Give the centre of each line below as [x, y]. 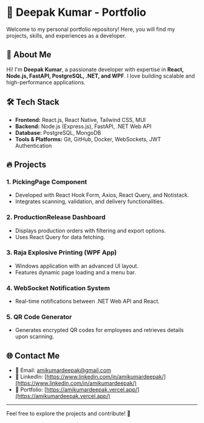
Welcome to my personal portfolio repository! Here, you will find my [91, 29]
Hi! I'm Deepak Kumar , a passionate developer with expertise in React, [95, 69]
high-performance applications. [46, 82]
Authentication [33, 146]
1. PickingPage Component [47, 181]
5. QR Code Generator [39, 317]
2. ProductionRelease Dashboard [56, 217]
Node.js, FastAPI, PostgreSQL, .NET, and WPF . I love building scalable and [101, 76]
